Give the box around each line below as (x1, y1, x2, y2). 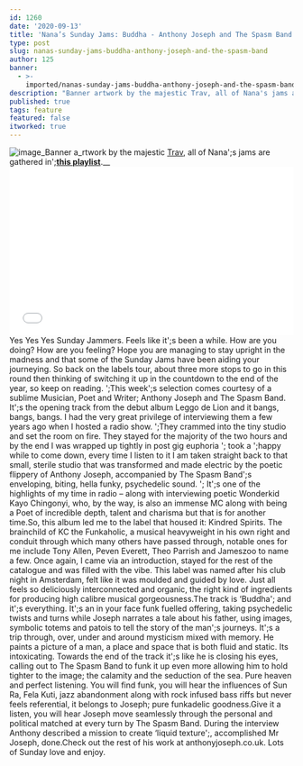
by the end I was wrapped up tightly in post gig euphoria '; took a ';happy (9, 441, 281, 451)
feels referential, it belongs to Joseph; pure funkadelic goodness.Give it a (9, 699, 281, 709)
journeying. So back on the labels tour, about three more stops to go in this (9, 364, 287, 374)
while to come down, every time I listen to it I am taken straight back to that (9, 450, 289, 461)
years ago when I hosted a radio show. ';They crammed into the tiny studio (9, 421, 287, 432)
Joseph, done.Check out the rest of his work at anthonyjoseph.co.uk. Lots (9, 737, 284, 748)
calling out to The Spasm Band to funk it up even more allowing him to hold (9, 661, 289, 671)
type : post (9, 38, 50, 48)
